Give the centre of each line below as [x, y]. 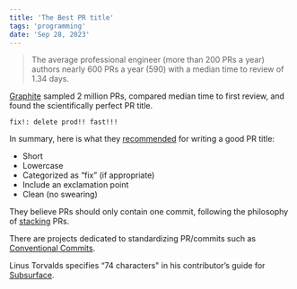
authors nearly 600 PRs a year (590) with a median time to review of [157, 69]
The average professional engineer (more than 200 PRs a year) [148, 60]
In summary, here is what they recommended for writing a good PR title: [142, 139]
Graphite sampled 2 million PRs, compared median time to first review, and [147, 96]
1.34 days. [50, 79]
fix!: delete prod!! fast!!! [64, 122]
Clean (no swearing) [60, 195]
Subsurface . [32, 276]
